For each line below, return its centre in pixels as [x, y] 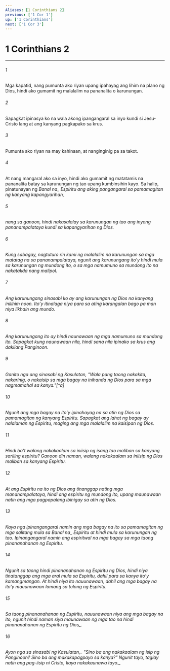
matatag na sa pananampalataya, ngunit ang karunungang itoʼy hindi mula [84, 260]
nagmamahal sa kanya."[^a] [35, 385]
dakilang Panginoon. [27, 347]
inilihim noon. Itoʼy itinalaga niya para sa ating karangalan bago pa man [81, 304]
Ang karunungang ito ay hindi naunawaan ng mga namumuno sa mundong [84, 336]
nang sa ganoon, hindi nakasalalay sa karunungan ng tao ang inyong [78, 222]
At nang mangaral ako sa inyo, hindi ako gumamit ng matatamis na [74, 178]
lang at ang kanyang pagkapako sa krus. [61, 124]
